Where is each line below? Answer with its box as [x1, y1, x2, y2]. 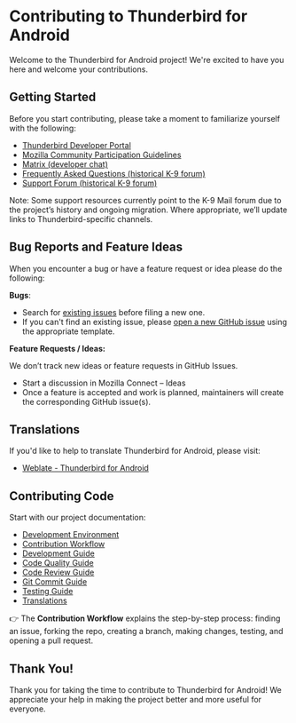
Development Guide [21, 548, 95, 559]
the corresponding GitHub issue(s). [21, 396, 152, 407]
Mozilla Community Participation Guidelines [21, 149, 182, 160]
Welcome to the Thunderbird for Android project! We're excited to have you [9, 54, 284, 65]
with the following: [9, 123, 77, 133]
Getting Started [9, 90, 97, 105]
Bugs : [9, 290, 31, 300]
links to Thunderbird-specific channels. [9, 213, 153, 224]
